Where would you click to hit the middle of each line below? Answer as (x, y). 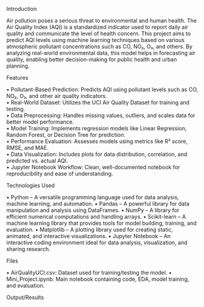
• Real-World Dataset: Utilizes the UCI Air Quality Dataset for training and (98, 102)
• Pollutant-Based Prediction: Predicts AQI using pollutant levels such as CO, (102, 90)
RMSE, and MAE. (27, 148)
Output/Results (25, 297)
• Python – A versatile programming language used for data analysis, (93, 197)
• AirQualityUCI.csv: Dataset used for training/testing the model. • (89, 273)
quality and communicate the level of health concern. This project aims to (99, 34)
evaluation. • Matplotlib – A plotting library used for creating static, (90, 230)
